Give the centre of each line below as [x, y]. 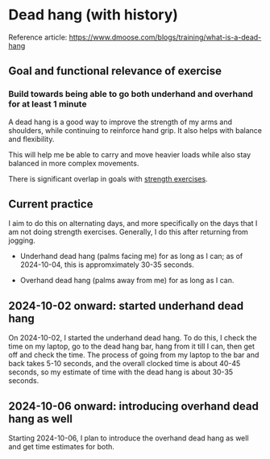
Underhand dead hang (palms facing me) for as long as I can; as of [131, 257]
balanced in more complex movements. [74, 163]
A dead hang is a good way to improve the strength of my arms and [120, 122]
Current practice [51, 204]
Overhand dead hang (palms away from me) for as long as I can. [127, 281]
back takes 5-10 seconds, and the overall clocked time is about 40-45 [125, 364]
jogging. [22, 240]
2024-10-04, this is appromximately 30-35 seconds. [107, 265]
